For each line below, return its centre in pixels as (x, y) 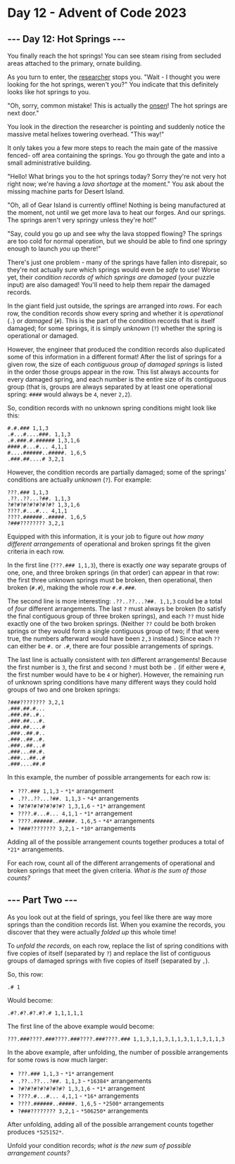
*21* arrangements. (36, 849)
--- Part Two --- (43, 900)
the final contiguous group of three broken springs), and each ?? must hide (116, 616)
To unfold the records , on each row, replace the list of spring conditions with (118, 946)
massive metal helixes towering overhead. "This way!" (86, 134)
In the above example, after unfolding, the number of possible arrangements (118, 1052)
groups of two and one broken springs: (64, 689)
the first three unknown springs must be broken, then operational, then (110, 580)
